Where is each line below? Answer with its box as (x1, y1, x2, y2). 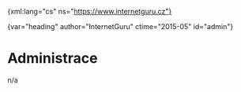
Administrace (7, 50, 98, 68)
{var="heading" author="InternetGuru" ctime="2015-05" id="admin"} (7, 22, 234, 31)
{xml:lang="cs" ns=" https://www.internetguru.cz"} (7, 7, 172, 16)
